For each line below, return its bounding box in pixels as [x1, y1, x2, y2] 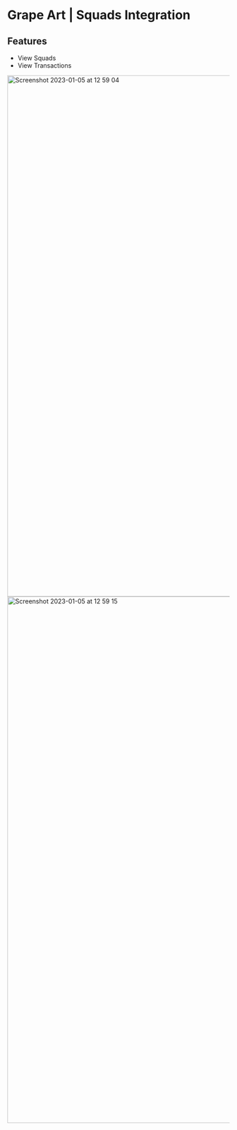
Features [7, 35, 47, 47]
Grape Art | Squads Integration [7, 7, 191, 23]
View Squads [17, 54, 56, 62]
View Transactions [17, 61, 72, 70]
